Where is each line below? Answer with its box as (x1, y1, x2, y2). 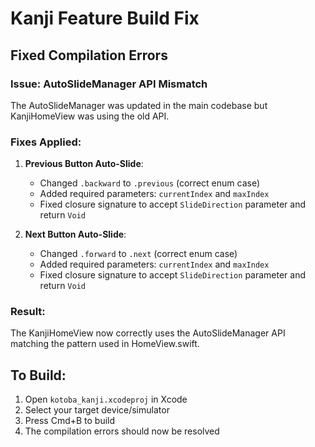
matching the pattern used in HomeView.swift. (10, 338, 200, 350)
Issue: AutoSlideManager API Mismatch (10, 77, 208, 91)
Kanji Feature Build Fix (10, 7, 200, 30)
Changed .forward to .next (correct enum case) (39, 248, 238, 260)
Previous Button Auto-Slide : (24, 158, 144, 170)
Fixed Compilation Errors (10, 47, 168, 64)
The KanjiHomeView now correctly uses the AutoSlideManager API (10, 327, 286, 339)
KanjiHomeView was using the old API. (10, 110, 170, 122)
